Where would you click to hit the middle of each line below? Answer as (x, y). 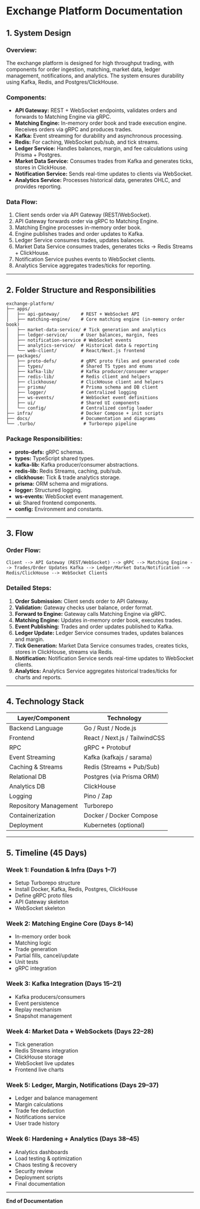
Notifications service (40, 1117)
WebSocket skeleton (40, 908)
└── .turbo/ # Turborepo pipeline (71, 424)
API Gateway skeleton (42, 902)
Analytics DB (27, 787)
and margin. (29, 639)
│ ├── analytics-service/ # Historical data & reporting (82, 346)
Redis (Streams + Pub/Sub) (122, 767)
